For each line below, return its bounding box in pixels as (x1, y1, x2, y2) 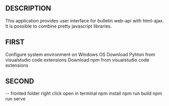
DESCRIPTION (5, 4, 51, 13)
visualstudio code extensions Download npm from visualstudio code (5, 57, 150, 63)
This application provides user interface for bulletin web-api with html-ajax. (5, 17, 164, 23)
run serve (5, 96, 26, 102)
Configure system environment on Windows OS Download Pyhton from (5, 51, 155, 58)
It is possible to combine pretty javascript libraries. (5, 23, 112, 29)
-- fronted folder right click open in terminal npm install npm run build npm (5, 90, 162, 96)
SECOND (5, 77, 34, 86)
